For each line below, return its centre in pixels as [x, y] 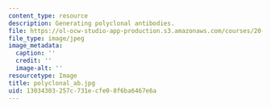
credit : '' [34, 61]
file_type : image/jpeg [46, 38]
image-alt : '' [39, 68]
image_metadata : [35, 46]
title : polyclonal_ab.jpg [52, 83]
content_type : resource [48, 16]
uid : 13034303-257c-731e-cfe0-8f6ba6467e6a [83, 91]
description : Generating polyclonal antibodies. [92, 23]
